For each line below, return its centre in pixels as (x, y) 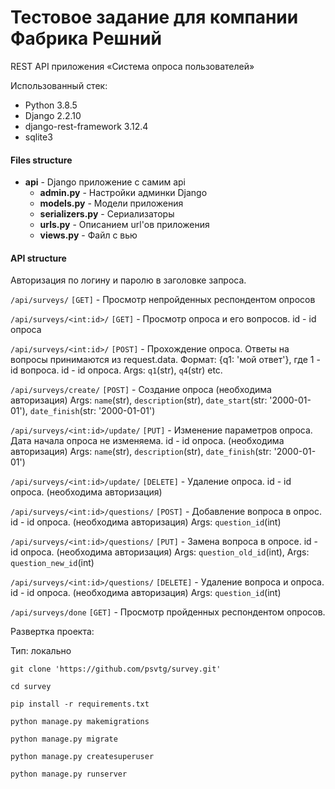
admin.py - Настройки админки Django (123, 193)
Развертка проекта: (52, 632)
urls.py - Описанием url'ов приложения (124, 225)
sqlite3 (38, 137)
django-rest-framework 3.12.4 (86, 126)
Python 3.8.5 (51, 105)
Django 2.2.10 (53, 115)
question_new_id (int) (52, 563)
